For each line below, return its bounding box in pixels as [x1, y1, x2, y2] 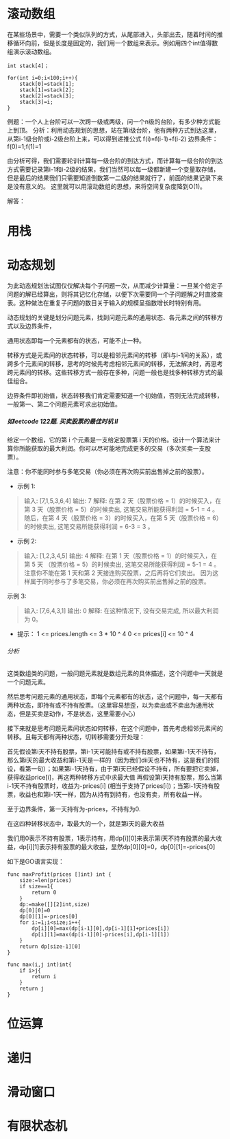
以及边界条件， [12, 322, 55, 330]
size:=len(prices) [19, 877, 72, 884]
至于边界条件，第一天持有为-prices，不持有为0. [7, 805, 141, 813]
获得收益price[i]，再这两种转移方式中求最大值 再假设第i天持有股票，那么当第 [7, 774, 222, 782]
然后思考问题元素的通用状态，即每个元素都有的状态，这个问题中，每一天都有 [7, 692, 223, 701]
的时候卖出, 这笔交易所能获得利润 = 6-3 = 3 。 [23, 523, 154, 531]
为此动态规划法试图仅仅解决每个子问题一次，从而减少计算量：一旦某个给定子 [7, 282, 223, 290]
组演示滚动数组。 [7, 47, 55, 56]
